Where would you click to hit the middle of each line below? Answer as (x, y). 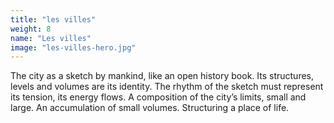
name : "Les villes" (51, 38)
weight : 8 (31, 29)
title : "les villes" (53, 19)
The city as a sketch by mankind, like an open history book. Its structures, (162, 76)
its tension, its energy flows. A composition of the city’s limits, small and (158, 97)
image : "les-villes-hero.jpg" (73, 47)
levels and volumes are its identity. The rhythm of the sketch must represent (167, 87)
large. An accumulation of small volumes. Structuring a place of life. (150, 108)
